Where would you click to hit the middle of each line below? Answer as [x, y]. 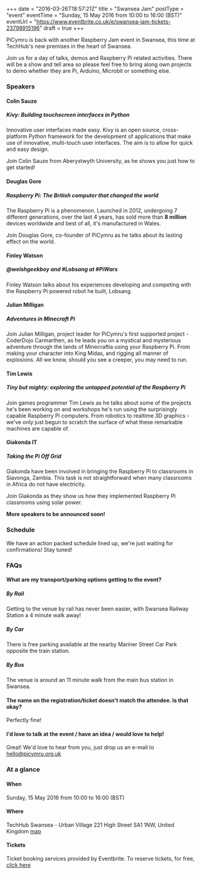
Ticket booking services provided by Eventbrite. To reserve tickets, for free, [100, 858]
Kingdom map [24, 831]
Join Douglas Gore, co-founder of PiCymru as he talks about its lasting [94, 235]
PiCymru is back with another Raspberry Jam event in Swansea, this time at [101, 40]
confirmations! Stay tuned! [39, 549]
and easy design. [28, 149]
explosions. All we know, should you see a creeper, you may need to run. [97, 360]
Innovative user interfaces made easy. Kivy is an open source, [84, 130]
